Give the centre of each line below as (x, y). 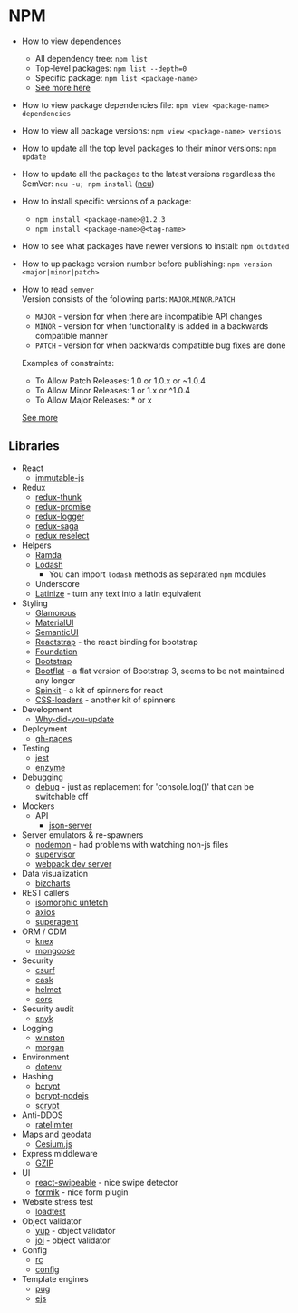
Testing (36, 748)
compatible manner (71, 335)
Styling (35, 603)
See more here (63, 87)
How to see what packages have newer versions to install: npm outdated (155, 245)
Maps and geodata (57, 1134)
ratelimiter (54, 1124)
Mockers (38, 806)
